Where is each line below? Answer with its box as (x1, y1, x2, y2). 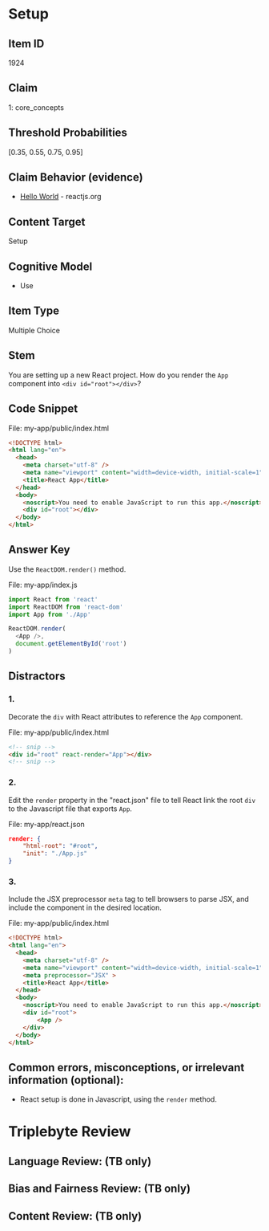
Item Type (8, 304, 60, 318)
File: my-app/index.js (8, 580, 78, 589)
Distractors (8, 670, 66, 683)
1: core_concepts (8, 102, 64, 112)
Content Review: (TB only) (8, 1209, 143, 1223)
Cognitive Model (8, 259, 93, 273)
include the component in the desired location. (8, 903, 163, 912)
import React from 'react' (8, 595, 98, 603)
